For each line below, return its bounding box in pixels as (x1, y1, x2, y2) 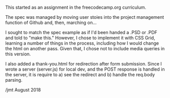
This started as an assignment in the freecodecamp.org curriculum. (5, 5, 146, 10)
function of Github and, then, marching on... (5, 20, 97, 25)
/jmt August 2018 (5, 87, 41, 93)
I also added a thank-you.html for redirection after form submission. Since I (5, 61, 162, 67)
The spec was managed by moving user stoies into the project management (5, 14, 164, 20)
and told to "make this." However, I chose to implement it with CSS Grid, (5, 35, 156, 41)
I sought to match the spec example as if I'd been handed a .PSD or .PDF (5, 29, 157, 35)
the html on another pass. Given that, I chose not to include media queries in (5, 46, 165, 51)
